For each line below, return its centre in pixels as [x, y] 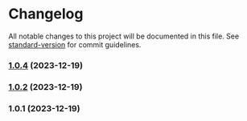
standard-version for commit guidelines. [75, 44]
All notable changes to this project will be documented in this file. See [124, 36]
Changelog [46, 14]
